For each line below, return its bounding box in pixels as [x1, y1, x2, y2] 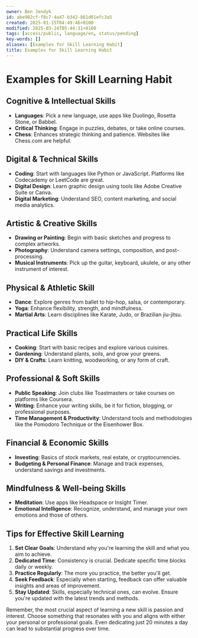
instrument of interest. [14, 266, 69, 273]
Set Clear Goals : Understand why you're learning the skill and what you [14, 544, 190, 552]
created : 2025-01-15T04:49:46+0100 [6, 20, 94, 25]
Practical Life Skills [6, 328, 78, 338]
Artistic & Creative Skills [6, 218, 98, 228]
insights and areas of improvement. [14, 582, 101, 589]
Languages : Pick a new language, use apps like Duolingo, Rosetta [14, 112, 176, 119]
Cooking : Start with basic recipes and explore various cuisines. [14, 344, 170, 351]
